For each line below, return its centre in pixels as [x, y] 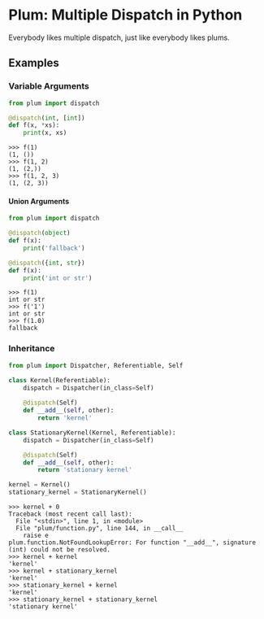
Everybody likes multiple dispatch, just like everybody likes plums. [119, 37]
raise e [36, 535]
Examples [34, 63]
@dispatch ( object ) [39, 233]
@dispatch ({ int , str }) [47, 263]
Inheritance [32, 349]
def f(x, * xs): [34, 125]
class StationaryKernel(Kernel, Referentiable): [92, 433]
